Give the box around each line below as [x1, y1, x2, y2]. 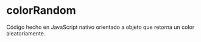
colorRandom [6, 4, 76, 17]
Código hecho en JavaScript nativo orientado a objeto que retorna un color [6, 23, 195, 31]
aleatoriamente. [6, 29, 46, 37]
